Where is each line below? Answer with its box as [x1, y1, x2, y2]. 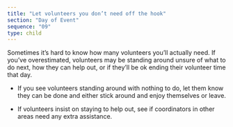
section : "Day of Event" [7, 17, 79, 24]
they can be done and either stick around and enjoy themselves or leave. [17, 92, 226, 100]
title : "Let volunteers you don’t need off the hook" [7, 10, 167, 17]
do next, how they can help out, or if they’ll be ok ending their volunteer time [7, 63, 226, 71]
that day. [7, 71, 33, 79]
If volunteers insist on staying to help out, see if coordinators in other [17, 105, 215, 113]
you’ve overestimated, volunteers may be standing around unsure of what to [7, 56, 226, 65]
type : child [7, 29, 42, 37]
